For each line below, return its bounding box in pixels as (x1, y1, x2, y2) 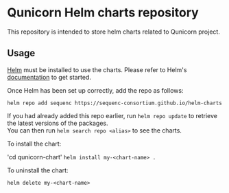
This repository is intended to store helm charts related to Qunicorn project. (7, 27, 221, 36)
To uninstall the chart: (7, 166, 69, 174)
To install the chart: (7, 139, 62, 148)
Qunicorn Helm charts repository (7, 5, 199, 21)
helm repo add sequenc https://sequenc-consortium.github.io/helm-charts (7, 100, 223, 106)
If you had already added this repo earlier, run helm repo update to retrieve (7, 111, 218, 120)
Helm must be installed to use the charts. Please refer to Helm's (7, 65, 187, 73)
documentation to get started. (7, 73, 91, 81)
